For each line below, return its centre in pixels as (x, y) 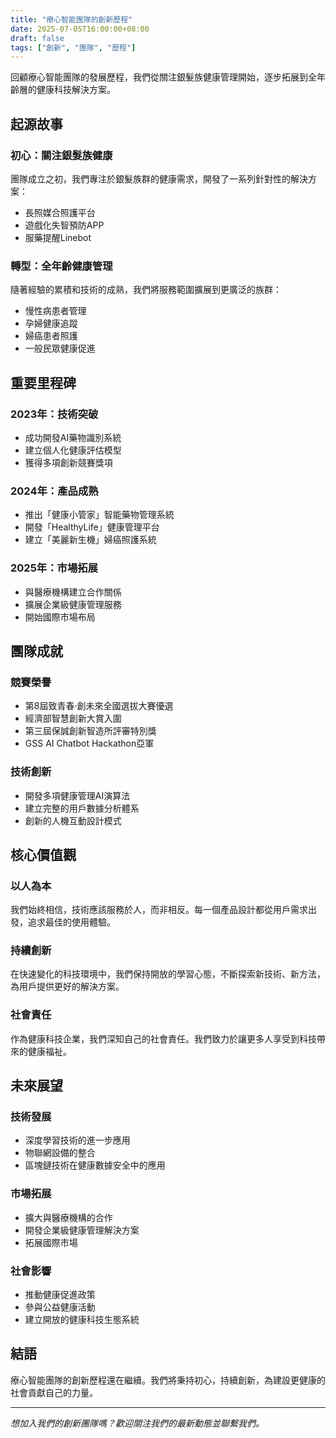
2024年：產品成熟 (54, 491)
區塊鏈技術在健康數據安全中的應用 (95, 1165)
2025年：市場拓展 (54, 568)
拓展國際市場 (51, 1242)
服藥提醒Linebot (58, 237)
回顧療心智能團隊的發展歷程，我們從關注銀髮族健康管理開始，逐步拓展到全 (163, 77)
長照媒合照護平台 (60, 212)
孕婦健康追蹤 (51, 323)
